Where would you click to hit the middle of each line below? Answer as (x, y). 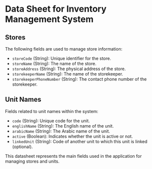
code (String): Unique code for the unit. (51, 121)
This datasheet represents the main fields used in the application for (74, 156)
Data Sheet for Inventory (56, 9)
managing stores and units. (32, 161)
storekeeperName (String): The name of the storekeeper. (67, 74)
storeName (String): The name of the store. (54, 64)
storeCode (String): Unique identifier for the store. (61, 58)
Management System (49, 19)
